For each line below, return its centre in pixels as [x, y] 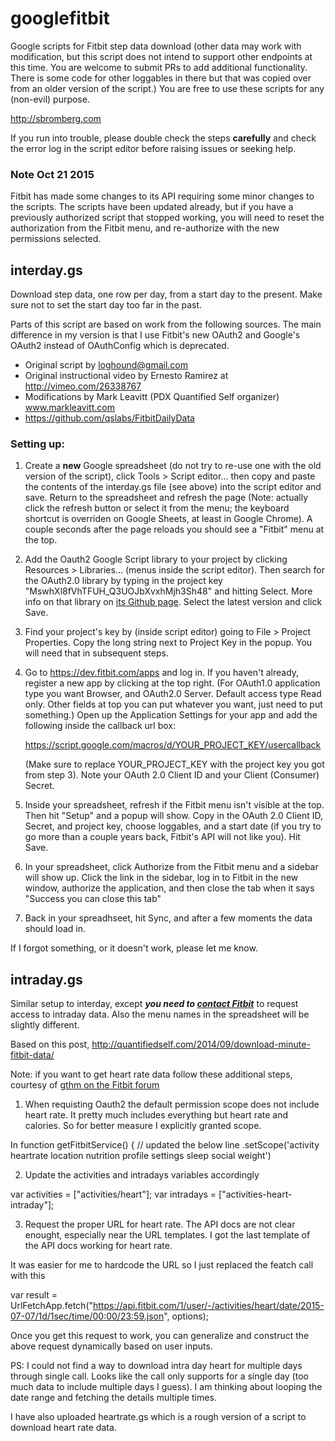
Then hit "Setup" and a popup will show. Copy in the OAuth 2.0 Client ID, [174, 816]
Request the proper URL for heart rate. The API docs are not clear [160, 1224]
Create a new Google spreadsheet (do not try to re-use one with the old [173, 466]
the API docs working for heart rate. [98, 1246]
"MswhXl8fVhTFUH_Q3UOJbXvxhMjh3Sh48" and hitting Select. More [168, 591]
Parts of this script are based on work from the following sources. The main [166, 324]
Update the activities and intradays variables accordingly [142, 1175]
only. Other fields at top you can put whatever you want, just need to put [173, 704]
